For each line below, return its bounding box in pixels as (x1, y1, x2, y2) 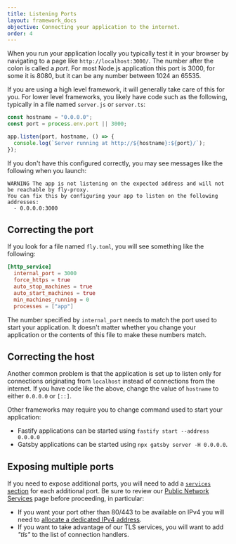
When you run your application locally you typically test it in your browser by (7, 49, 229, 58)
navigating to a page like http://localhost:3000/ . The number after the (7, 57, 214, 65)
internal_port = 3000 (13, 270, 77, 277)
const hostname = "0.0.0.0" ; (7, 114, 93, 121)
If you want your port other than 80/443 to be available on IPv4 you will (17, 508, 225, 517)
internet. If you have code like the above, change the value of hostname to (7, 384, 219, 393)
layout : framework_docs (7, 17, 77, 24)
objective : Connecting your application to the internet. (7, 23, 181, 30)
